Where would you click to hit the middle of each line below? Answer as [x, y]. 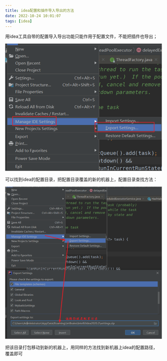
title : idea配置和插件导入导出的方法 [40, 10]
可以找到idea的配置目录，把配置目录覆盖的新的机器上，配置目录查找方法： [82, 180]
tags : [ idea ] [19, 21]
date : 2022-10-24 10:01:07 [33, 16]
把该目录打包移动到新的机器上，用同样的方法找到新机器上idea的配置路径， [82, 348]
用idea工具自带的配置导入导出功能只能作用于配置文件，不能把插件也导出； [82, 36]
